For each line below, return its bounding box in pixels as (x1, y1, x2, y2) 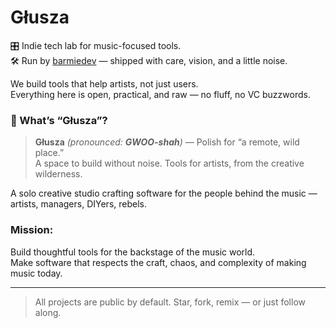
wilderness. (34, 168, 83, 180)
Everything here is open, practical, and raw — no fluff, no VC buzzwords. (10, 88, 311, 100)
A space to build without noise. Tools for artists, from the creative (34, 157, 305, 170)
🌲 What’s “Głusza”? (10, 113, 108, 127)
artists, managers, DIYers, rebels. (10, 198, 147, 210)
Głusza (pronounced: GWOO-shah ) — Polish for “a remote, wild (34, 136, 300, 148)
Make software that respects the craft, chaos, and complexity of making (10, 256, 307, 268)
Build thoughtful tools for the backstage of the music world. (10, 246, 256, 258)
